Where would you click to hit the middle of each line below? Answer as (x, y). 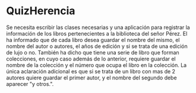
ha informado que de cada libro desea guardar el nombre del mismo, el (93, 40)
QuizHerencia (41, 11)
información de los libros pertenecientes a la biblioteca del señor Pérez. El (97, 33)
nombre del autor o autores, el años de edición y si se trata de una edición (97, 46)
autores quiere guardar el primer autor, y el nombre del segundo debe (91, 78)
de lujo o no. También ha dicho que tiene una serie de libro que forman (93, 52)
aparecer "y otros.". (30, 84)
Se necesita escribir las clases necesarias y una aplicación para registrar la (98, 27)
